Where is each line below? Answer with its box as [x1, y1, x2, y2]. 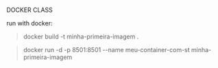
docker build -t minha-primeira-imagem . [23, 32, 139, 41]
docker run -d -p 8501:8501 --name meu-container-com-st [23, 46, 190, 54]
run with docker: [6, 19, 53, 27]
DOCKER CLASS [6, 6, 53, 14]
